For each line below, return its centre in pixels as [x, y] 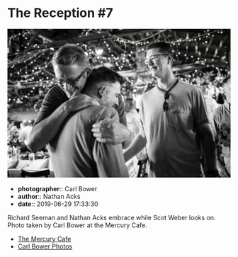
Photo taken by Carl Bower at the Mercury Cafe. [77, 225]
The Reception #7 [60, 13]
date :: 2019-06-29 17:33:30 [58, 204]
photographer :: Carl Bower [57, 188]
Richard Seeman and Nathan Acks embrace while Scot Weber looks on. [112, 217]
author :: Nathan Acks [49, 196]
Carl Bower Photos [45, 246]
